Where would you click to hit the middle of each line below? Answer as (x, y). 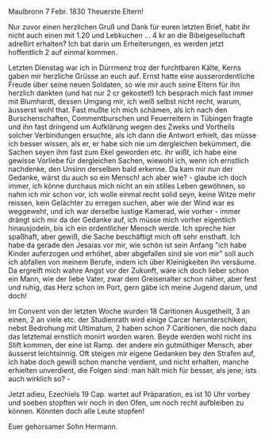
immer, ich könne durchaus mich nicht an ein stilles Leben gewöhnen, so (127, 186)
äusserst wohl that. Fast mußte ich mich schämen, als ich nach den (118, 110)
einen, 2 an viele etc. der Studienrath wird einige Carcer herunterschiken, (128, 320)
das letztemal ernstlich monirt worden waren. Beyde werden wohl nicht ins (130, 336)
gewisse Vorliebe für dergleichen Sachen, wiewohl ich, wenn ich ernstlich (129, 161)
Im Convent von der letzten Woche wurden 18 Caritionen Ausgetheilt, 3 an (129, 311)
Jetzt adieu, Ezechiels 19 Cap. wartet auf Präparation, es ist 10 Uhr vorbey (129, 394)
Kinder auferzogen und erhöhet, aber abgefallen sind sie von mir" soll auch (131, 253)
